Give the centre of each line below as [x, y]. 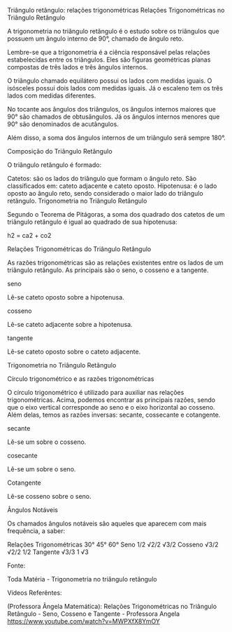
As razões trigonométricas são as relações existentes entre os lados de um [115, 263]
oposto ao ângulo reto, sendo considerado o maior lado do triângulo [106, 193]
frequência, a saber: [36, 531]
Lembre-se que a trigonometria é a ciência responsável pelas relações [109, 52]
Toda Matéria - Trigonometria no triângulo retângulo [82, 579]
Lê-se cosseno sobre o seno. [50, 496]
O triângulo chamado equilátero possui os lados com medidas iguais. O [110, 81]
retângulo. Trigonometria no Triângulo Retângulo [77, 201]
